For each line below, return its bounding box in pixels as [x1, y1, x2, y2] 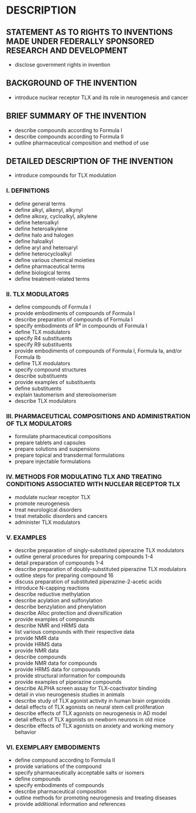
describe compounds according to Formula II [14, 133, 124, 140]
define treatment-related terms [14, 275, 90, 282]
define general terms [14, 200, 66, 207]
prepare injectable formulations [14, 458, 91, 465]
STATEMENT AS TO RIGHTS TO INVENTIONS [6, 27, 173, 37]
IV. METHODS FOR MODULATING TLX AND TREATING [6, 473, 162, 481]
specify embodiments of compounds [14, 782, 104, 789]
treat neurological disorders [14, 506, 82, 513]
